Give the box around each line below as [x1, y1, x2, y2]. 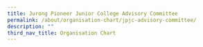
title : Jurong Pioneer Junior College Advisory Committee [7, 10, 178, 17]
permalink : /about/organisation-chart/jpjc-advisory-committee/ [7, 17, 197, 23]
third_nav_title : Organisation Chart [7, 29, 116, 37]
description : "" [7, 23, 54, 30]
